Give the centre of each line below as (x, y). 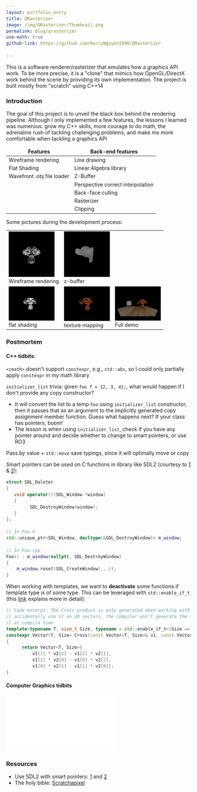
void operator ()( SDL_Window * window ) (60, 494)
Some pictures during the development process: (64, 222)
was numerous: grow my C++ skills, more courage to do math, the (86, 126)
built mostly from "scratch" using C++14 (55, 86)
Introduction (24, 101)
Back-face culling (96, 192)
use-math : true (25, 37)
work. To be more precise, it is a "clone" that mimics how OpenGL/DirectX (96, 73)
